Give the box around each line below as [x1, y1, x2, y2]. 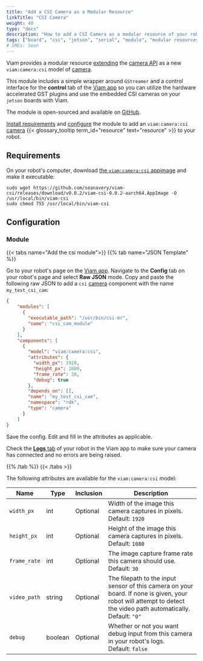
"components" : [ [17, 337, 59, 344]
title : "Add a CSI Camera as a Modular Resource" [6, 8, 134, 15]
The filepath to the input [108, 574, 176, 582]
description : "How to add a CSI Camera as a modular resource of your [6, 31, 188, 38]
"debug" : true [33, 377, 69, 383]
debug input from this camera [108, 629, 192, 637]
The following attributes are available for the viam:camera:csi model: [6, 475, 177, 482]
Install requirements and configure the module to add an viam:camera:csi [6, 120, 188, 127]
